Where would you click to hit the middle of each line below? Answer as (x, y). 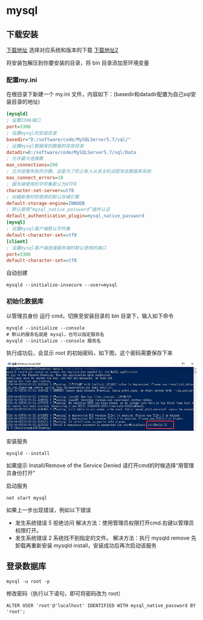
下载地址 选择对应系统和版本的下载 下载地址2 (63, 50)
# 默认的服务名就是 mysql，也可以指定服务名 (55, 334)
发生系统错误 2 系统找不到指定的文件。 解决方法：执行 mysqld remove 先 (106, 538)
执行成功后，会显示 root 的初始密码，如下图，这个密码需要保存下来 (90, 353)
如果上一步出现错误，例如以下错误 (49, 510)
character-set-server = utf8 (40, 190)
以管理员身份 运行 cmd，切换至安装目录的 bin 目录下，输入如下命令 (90, 315)
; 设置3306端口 (24, 121)
